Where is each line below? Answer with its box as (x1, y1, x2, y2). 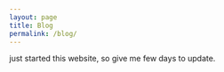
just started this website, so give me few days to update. (9, 54, 216, 64)
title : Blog (9, 21, 53, 30)
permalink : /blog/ (9, 29, 77, 38)
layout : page (9, 12, 58, 22)
